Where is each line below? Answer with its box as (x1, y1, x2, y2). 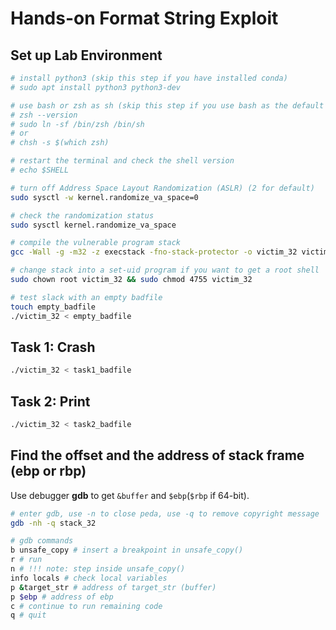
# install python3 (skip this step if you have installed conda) (10, 73, 288, 83)
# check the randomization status (10, 210, 155, 221)
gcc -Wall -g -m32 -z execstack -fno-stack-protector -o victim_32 (10, 247, 298, 257)
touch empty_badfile (10, 302, 97, 312)
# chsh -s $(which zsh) (10, 138, 110, 148)
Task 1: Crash (10, 338, 96, 356)
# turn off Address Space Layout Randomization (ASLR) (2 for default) (10, 183, 315, 193)
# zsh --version (10, 110, 78, 120)
